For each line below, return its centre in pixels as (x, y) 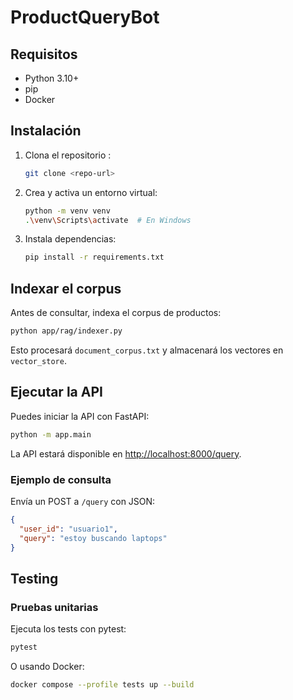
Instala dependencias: (70, 239)
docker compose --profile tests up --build (102, 685)
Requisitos (44, 54)
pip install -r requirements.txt (94, 257)
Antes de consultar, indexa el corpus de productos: (116, 313)
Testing (34, 578)
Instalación (46, 131)
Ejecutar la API (56, 392)
